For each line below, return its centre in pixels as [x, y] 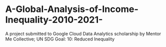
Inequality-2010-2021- [54, 20]
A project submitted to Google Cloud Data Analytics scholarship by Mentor [83, 33]
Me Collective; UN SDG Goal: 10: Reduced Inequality [60, 39]
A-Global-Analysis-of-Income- [72, 9]
